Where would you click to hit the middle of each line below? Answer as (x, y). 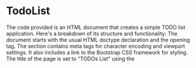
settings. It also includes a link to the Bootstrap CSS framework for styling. (97, 52)
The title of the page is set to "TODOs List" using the (70, 59)
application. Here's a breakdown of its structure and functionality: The (92, 33)
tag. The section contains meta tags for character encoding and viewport (96, 46)
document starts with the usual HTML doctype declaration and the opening (98, 40)
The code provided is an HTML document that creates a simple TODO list (96, 27)
